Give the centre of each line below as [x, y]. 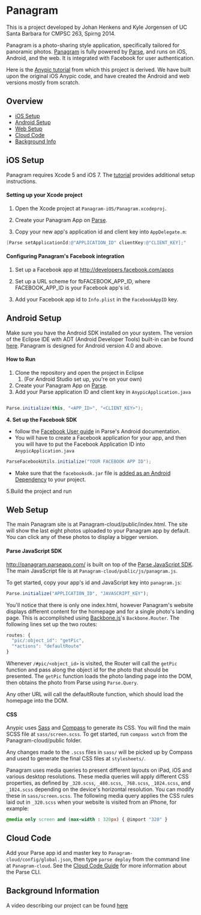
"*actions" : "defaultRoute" [47, 646]
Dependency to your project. [50, 479]
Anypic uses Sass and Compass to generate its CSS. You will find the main [98, 728]
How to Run [21, 359]
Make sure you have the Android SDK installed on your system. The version [100, 333]
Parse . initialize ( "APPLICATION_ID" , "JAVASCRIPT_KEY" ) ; [77, 593]
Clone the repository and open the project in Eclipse [79, 372]
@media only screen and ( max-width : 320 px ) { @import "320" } [87, 820]
